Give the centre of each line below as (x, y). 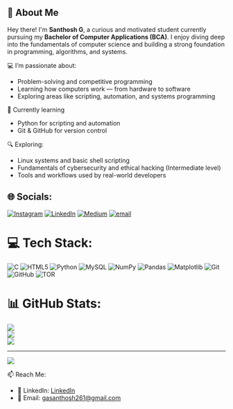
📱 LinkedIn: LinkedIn (46, 390)
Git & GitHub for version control (62, 130)
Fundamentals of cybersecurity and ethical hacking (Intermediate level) (119, 168)
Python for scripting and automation (69, 123)
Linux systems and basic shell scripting (74, 160)
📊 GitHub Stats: (54, 303)
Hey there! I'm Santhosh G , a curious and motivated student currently (107, 29)
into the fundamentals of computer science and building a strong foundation (116, 44)
